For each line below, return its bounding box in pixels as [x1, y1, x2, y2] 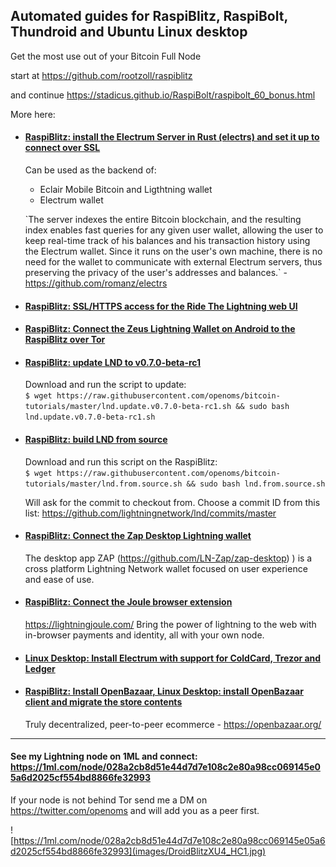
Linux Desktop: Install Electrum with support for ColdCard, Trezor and [24, 652, 322, 664]
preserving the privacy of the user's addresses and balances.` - [24, 267, 288, 279]
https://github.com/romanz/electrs [24, 277, 168, 289]
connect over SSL [24, 142, 101, 154]
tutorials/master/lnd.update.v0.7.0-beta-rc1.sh [24, 402, 232, 412]
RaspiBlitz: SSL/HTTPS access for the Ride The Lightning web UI [24, 300, 298, 312]
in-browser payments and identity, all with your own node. [24, 629, 265, 641]
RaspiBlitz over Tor [24, 334, 106, 346]
